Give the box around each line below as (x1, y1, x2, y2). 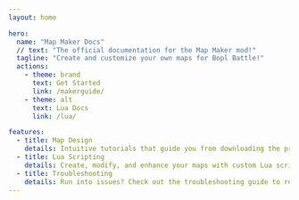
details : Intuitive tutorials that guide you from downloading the (24, 144, 280, 154)
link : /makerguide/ (31, 86, 104, 96)
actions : (16, 62, 49, 71)
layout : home (8, 12, 57, 22)
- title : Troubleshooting (16, 169, 113, 178)
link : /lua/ (31, 112, 77, 121)
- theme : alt (24, 95, 73, 104)
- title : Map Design (16, 136, 93, 145)
